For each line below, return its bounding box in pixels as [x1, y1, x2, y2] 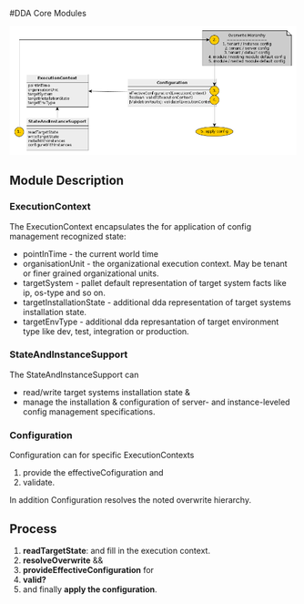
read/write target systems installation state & [22, 386, 191, 397]
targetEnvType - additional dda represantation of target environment [22, 316, 279, 327]
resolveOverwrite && [22, 555, 104, 566]
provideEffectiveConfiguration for [22, 564, 155, 575]
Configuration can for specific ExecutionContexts [9, 450, 195, 461]
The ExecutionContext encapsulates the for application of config [9, 220, 252, 231]
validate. [22, 477, 56, 488]
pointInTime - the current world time [22, 248, 159, 259]
